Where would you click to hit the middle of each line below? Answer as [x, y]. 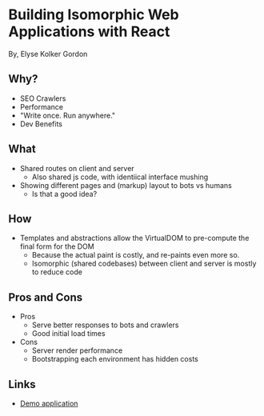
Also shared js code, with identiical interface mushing [120, 177]
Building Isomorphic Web [94, 15]
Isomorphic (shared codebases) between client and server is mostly [144, 264]
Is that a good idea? [64, 194]
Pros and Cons [45, 297]
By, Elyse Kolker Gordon [48, 54]
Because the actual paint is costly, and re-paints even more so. [136, 255]
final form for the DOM [57, 246]
